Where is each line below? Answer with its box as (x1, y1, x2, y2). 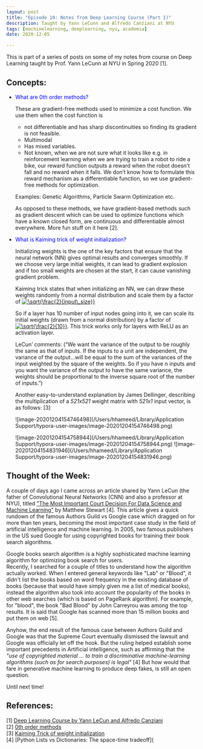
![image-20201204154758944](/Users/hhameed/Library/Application (14, 434, 184, 441)
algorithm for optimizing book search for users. (6, 556, 124, 564)
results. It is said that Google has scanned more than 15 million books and (6, 608, 189, 615)
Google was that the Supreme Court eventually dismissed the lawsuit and (6, 633, 189, 640)
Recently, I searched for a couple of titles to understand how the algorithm (6, 563, 192, 570)
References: (6, 701, 53, 711)
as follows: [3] (14, 404, 51, 411)
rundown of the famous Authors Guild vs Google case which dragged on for (6, 513, 195, 520)
